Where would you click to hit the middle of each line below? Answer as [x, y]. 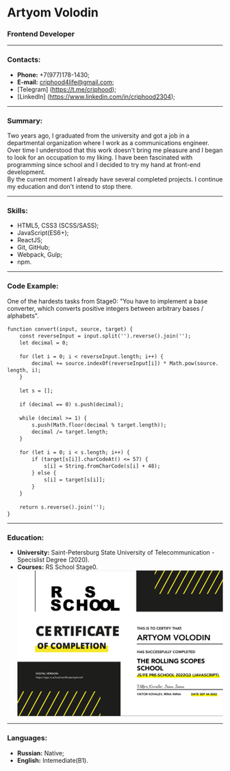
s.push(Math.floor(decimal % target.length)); [99, 425]
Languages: [27, 738]
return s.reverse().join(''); [63, 507]
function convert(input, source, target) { [70, 329]
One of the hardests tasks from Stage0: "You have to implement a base [107, 301]
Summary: [25, 121]
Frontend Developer [41, 34]
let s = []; [36, 391]
